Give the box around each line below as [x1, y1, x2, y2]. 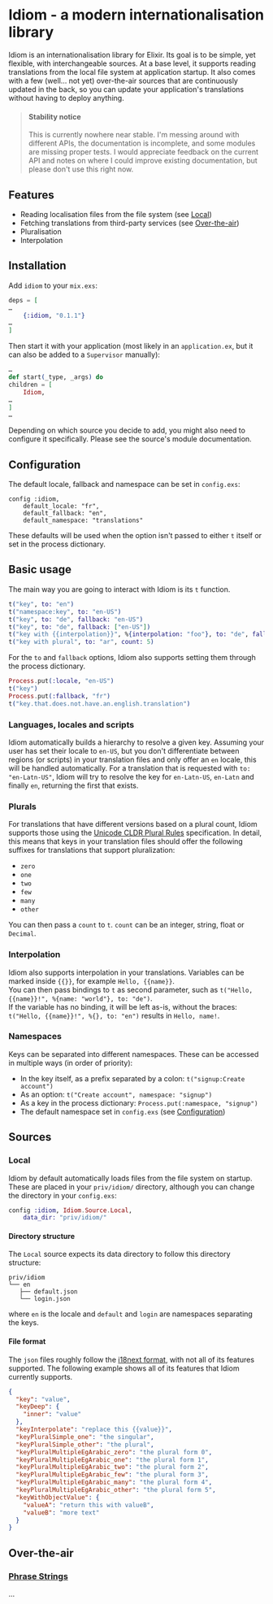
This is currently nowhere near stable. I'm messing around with [28, 130, 240, 140]
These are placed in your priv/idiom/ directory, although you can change [8, 1181, 255, 1192]
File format [8, 1337, 46, 1346]
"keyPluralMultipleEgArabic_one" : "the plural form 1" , [15, 1455, 209, 1464]
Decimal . [8, 928, 37, 938]
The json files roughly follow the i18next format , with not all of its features [8, 1354, 254, 1364]
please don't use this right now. [28, 164, 134, 174]
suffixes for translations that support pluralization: [8, 845, 175, 855]
